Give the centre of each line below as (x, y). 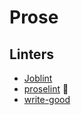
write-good (47, 99)
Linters (31, 54)
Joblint (38, 78)
